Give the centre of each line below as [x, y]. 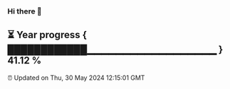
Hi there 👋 [25, 11]
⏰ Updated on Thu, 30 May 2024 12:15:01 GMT [76, 78]
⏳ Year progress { [47, 35]
